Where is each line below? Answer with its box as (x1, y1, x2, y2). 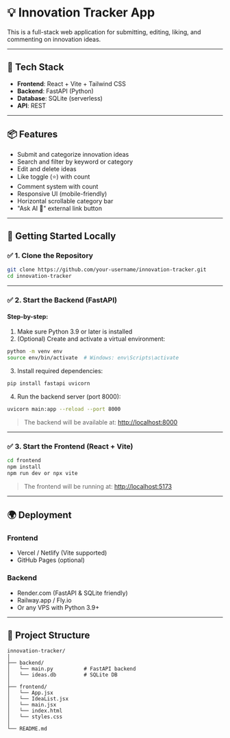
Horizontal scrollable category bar (16, 196, 114, 205)
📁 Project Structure (7, 629, 90, 641)
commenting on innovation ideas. (7, 35, 101, 43)
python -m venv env (7, 348, 63, 355)
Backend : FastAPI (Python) (16, 87, 94, 95)
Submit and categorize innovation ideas (16, 150, 129, 158)
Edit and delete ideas (16, 164, 77, 173)
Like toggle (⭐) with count (16, 173, 90, 181)
